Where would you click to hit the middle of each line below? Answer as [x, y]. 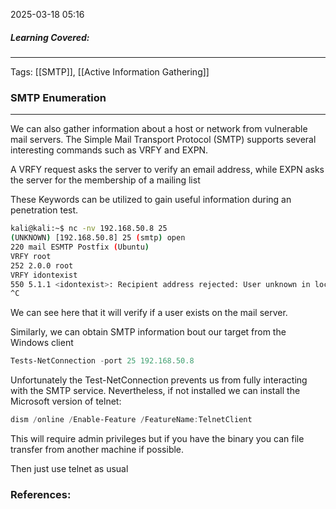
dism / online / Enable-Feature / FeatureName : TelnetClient [131, 420]
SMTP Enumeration [58, 97]
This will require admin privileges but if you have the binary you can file [157, 439]
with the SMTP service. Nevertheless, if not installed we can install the [155, 391]
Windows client [42, 343]
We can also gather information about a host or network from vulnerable [159, 129]
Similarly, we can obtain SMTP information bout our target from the [148, 332]
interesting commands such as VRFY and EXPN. [109, 150]
